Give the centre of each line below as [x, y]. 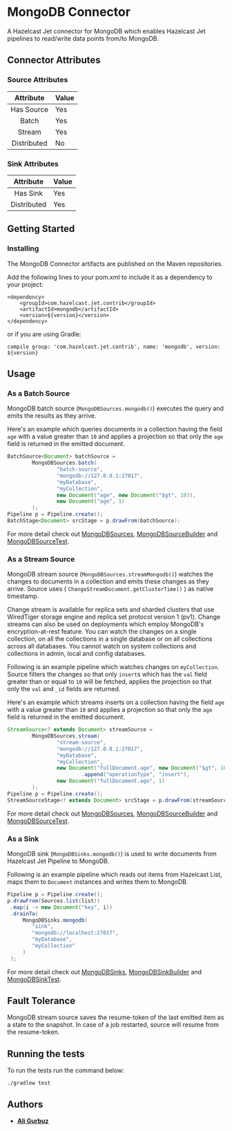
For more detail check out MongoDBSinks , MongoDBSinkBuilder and [105, 971]
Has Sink [29, 193]
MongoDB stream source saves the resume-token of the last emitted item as [116, 1017]
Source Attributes [38, 80]
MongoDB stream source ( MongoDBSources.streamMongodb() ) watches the [110, 574]
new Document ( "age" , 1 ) [91, 501]
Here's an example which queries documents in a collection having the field [115, 429]
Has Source [30, 109]
